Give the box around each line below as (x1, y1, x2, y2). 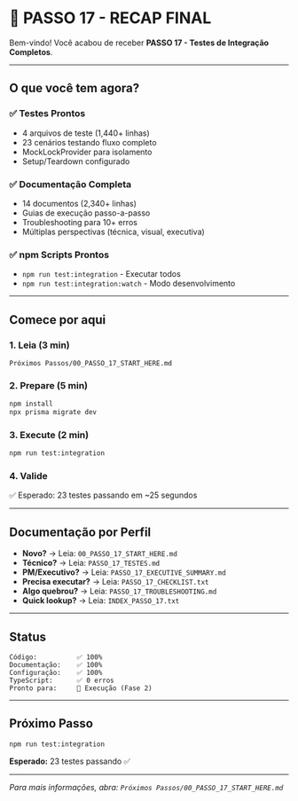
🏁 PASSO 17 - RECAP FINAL (9, 8, 212, 28)
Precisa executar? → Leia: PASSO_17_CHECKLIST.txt (21, 577, 209, 587)
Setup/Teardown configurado (21, 155, 130, 167)
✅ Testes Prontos (9, 107, 86, 120)
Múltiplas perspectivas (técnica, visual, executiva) (21, 226, 206, 237)
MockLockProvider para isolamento (21, 146, 153, 157)
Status (9, 629, 47, 644)
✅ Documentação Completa (9, 177, 132, 190)
